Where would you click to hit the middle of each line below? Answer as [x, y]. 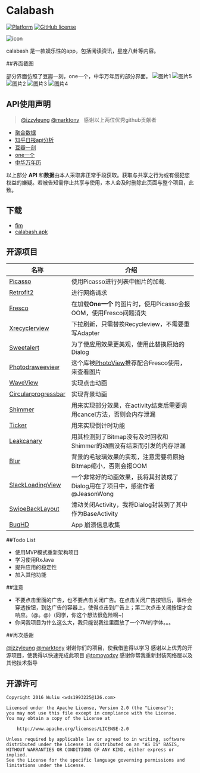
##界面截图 [20, 63]
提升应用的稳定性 [36, 567]
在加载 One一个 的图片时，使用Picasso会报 [131, 304]
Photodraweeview [34, 367]
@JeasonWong [93, 494]
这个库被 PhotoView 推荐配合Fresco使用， [129, 363]
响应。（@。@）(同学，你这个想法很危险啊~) [69, 615]
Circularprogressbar [37, 394]
